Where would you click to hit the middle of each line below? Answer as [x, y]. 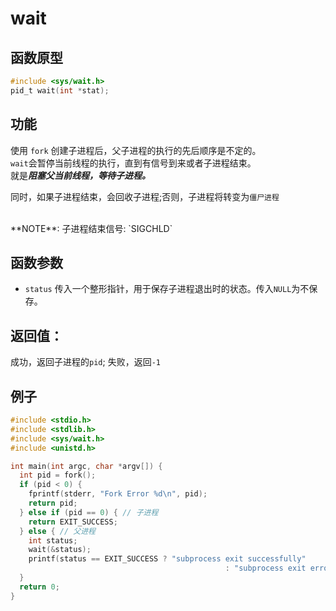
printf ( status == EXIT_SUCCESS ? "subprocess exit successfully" [167, 559]
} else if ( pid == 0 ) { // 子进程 [89, 512]
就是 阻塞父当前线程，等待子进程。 [80, 175]
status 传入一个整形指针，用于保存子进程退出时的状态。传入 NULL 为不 [167, 289]
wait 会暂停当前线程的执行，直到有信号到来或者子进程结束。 [133, 163]
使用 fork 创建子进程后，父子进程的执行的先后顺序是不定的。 [136, 150]
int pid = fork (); [58, 475]
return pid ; [53, 503]
